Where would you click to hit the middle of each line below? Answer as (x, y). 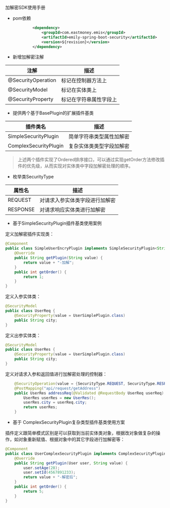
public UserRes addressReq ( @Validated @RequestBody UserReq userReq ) (89, 393)
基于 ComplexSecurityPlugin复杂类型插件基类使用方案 (69, 422)
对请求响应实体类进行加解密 (73, 210)
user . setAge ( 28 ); (41, 468)
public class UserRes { (30, 350)
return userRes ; (40, 407)
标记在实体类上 (79, 90)
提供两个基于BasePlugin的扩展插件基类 (53, 113)
